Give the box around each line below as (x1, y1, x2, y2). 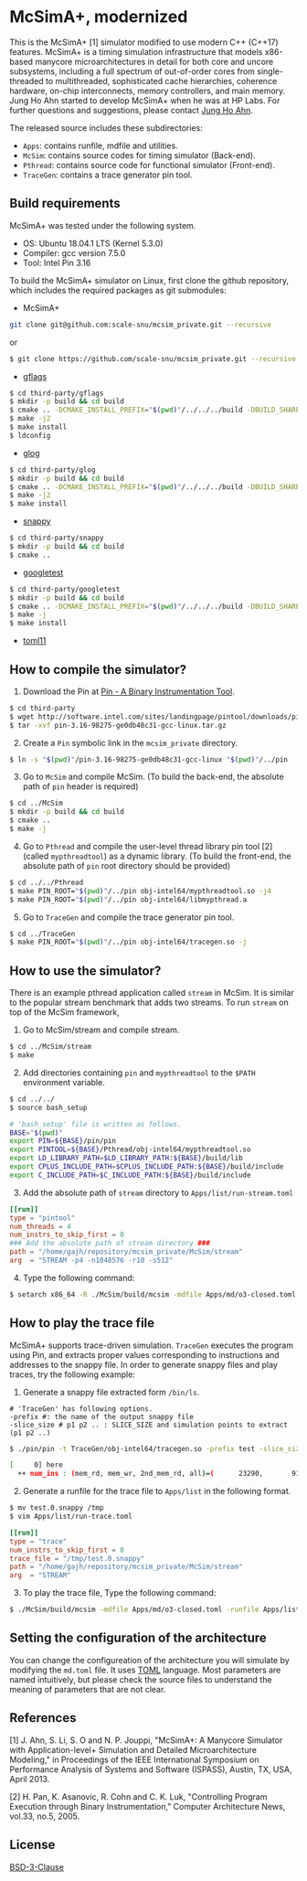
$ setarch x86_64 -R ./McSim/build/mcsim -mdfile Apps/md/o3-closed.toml (9, 1289, 297, 1299)
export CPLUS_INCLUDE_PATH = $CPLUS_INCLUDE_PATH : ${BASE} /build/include (9, 1162, 284, 1171)
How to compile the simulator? (9, 661, 187, 678)
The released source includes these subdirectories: (9, 122, 203, 134)
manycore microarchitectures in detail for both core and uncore (35, 56, 274, 67)
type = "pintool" (9, 1213, 76, 1223)
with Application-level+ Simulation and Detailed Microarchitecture (9, 1744, 258, 1755)
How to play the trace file (9, 1315, 155, 1331)
